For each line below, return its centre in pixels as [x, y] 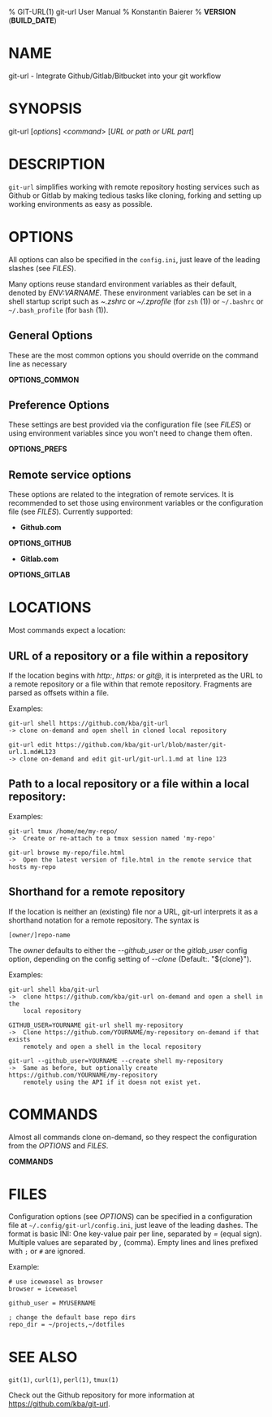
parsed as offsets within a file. [59, 692]
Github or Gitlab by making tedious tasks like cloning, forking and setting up [135, 195]
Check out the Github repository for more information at [101, 1395]
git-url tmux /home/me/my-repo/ [63, 831]
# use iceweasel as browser [56, 1282]
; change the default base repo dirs [72, 1318]
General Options [51, 336]
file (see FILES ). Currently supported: [71, 511]
